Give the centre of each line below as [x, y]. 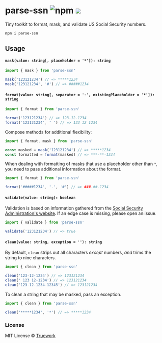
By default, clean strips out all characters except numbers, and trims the [78, 253]
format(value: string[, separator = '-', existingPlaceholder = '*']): [80, 95]
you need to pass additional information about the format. [63, 169]
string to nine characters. [30, 258]
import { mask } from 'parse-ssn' [40, 71]
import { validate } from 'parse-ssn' [45, 223]
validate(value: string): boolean [40, 198]
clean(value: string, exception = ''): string [54, 242]
